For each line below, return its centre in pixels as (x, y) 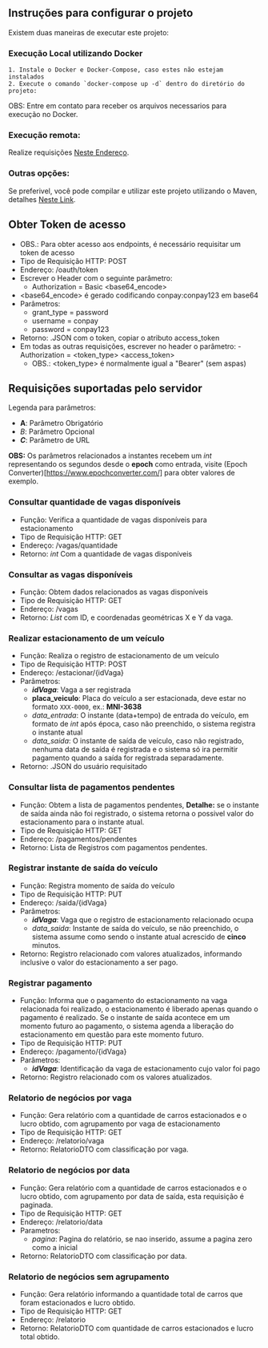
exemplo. (23, 481)
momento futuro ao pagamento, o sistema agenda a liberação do (127, 1026)
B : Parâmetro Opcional (57, 431)
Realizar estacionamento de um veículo (86, 638)
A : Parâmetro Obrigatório (62, 423)
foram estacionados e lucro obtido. (78, 1303)
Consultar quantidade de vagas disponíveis (95, 502)
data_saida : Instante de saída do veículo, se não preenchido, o (135, 928)
